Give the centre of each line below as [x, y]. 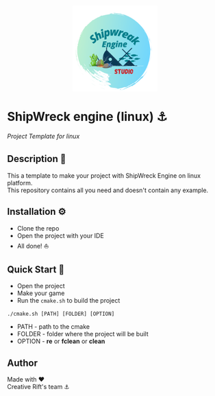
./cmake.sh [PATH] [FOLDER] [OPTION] [61, 314]
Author [22, 363]
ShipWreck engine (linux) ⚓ [87, 117]
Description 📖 [37, 159]
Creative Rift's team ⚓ [38, 387]
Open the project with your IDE [60, 235]
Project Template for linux [43, 136]
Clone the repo [38, 228]
